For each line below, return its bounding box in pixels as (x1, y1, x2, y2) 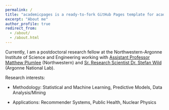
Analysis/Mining (12, 89, 46, 95)
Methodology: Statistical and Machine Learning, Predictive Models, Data (12, 84, 162, 90)
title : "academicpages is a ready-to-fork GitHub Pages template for (5, 12, 154, 17)
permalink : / (5, 7, 33, 12)
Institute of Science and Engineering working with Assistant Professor (5, 54, 150, 60)
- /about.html (10, 35, 39, 40)
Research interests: (5, 74, 45, 80)
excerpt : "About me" (5, 16, 49, 21)
